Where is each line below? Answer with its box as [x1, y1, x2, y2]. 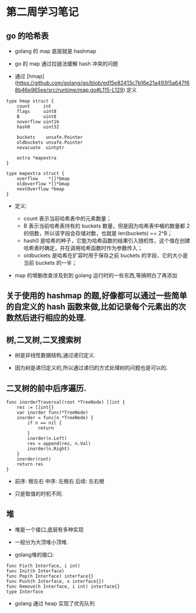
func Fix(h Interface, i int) [6, 563, 81, 569]
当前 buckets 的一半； [23, 260, 77, 266]
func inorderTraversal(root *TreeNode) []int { [6, 400, 126, 406]
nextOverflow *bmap [17, 186, 65, 192]
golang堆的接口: [14, 551, 54, 558]
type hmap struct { [6, 98, 54, 104]
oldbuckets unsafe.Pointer [17, 140, 83, 145]
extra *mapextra [17, 155, 57, 161]
